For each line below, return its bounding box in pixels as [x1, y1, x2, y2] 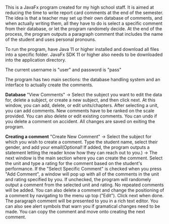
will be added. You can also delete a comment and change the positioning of [5, 187, 164, 193]
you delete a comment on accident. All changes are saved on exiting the [5, 119, 155, 124]
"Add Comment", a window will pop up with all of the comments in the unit [5, 171, 159, 177]
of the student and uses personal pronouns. [5, 36, 96, 42]
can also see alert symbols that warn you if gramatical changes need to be [5, 203, 160, 209]
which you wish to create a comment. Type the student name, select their [5, 139, 158, 145]
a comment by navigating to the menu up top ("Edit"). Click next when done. [5, 193, 164, 198]
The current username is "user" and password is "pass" [5, 67, 122, 73]
